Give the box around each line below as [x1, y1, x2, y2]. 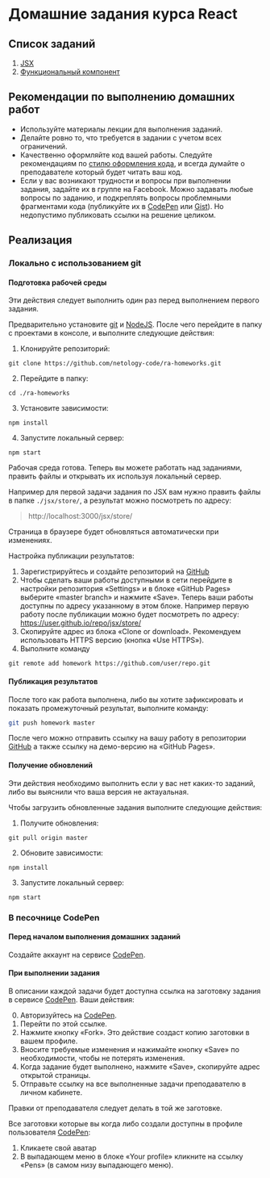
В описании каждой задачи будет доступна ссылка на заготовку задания [8, 986, 261, 996]
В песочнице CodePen [8, 912, 100, 923]
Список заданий [8, 37, 96, 51]
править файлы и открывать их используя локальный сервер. [8, 471, 222, 481]
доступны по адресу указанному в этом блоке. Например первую [19, 601, 250, 611]
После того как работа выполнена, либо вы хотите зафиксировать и [8, 695, 243, 704]
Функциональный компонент [19, 67, 121, 77]
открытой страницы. [19, 1070, 91, 1080]
